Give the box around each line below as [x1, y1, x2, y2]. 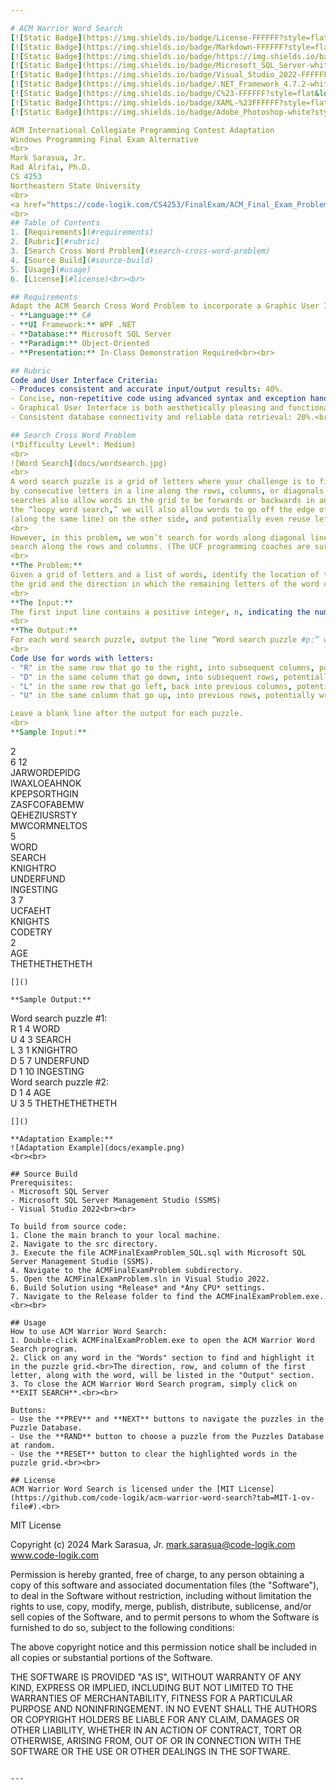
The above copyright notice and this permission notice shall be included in [10, 1641, 317, 1653]
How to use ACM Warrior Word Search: [10, 1326, 168, 1336]
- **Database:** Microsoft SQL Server [10, 329, 172, 339]
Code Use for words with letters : [10, 653, 155, 663]
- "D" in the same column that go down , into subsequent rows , [10, 672, 280, 682]
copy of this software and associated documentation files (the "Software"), [10, 1579, 320, 1591]
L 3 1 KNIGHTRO [10, 1044, 78, 1056]
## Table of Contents [10, 218, 101, 228]
